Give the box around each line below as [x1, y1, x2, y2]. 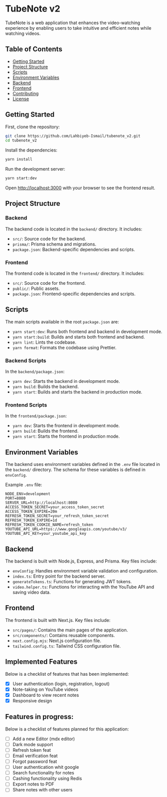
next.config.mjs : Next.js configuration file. [12, 637, 102, 644]
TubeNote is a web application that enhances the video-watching [5, 20, 140, 26]
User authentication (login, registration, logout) [12, 680, 110, 687]
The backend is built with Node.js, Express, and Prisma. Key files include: [5, 558, 157, 564]
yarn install [5, 157, 33, 162]
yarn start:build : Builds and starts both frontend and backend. [12, 334, 145, 340]
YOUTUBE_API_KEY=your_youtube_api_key [5, 531, 87, 536]
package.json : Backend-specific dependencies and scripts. [12, 246, 135, 252]
